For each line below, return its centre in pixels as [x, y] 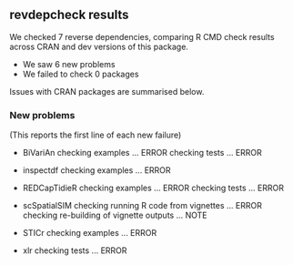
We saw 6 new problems [69, 64]
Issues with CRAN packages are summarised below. [107, 91]
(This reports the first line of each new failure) [96, 135]
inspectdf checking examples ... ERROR [96, 170]
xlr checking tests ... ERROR [75, 250]
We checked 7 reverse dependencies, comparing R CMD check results [142, 36]
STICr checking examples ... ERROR [90, 233]
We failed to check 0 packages [81, 74]
